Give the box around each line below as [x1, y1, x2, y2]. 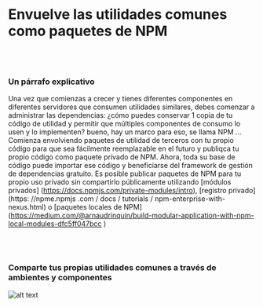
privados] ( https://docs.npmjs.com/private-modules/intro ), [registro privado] [8, 186, 256, 196]
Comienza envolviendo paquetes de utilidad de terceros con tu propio [8, 136, 234, 145]
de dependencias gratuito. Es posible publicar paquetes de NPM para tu [8, 169, 242, 178]
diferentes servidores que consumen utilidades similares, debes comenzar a [8, 102, 255, 111]
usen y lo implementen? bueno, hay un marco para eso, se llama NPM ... [8, 127, 242, 137]
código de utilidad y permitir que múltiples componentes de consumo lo [8, 119, 241, 129]
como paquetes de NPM [8, 22, 168, 40]
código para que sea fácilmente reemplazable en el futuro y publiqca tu [8, 144, 239, 154]
